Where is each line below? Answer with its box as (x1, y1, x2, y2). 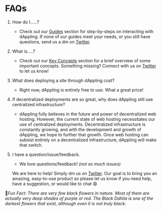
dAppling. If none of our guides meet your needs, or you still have (19, 34, 150, 39)
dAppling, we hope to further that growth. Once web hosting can (19, 132, 149, 137)
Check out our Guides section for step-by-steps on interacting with (19, 28, 154, 34)
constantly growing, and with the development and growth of (19, 126, 142, 132)
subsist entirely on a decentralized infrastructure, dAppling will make (19, 137, 157, 143)
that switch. (19, 142, 43, 148)
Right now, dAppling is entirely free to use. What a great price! (19, 87, 144, 93)
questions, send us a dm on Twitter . (19, 38, 91, 44)
